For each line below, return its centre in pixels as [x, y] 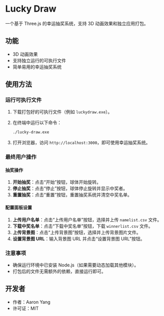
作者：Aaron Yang [31, 302]
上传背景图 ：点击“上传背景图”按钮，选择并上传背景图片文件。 [77, 232]
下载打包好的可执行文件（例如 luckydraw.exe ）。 [62, 112]
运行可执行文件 [24, 100]
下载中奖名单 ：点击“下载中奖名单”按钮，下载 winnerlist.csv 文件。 [83, 226]
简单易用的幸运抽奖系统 [37, 67]
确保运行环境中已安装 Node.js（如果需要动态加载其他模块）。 [76, 265]
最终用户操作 [21, 157]
